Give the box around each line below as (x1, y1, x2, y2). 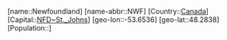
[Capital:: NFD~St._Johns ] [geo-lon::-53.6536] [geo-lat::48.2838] (7, 15, 220, 24)
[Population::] (7, 24, 52, 32)
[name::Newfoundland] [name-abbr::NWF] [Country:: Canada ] (7, 7, 210, 16)
